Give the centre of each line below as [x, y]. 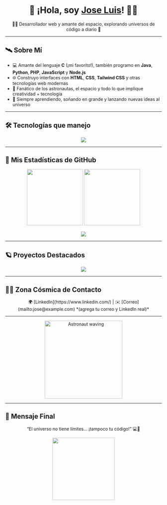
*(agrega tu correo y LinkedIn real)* [113, 309]
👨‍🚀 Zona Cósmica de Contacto [53, 290]
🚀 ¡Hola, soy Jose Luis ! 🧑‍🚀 [83, 10]
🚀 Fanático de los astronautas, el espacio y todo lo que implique [78, 88]
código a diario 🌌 [83, 29]
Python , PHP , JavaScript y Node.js [49, 72]
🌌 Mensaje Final [30, 416]
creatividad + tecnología [37, 94]
